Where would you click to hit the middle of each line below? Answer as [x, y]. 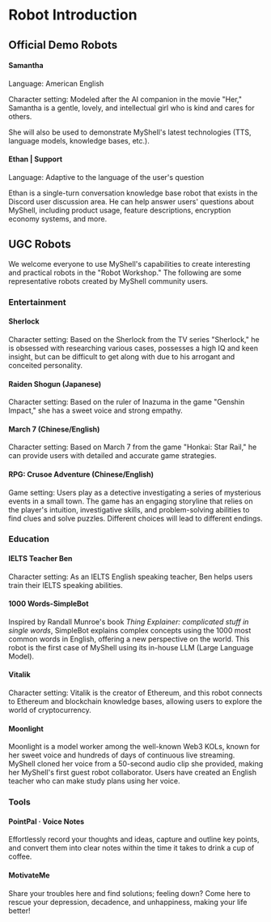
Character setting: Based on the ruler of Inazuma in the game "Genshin [127, 402]
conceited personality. [46, 365]
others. [20, 116]
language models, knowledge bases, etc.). [79, 140]
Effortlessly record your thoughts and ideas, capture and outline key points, [134, 839]
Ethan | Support [36, 159]
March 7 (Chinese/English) [54, 429]
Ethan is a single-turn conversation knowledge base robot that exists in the [133, 193]
